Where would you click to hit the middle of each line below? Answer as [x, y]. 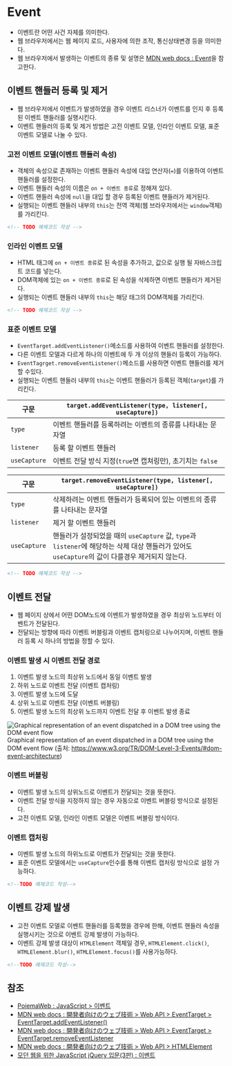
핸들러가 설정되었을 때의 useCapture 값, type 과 [125, 536]
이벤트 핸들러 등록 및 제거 [58, 91]
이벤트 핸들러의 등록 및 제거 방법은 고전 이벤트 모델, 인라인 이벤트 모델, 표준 [118, 126]
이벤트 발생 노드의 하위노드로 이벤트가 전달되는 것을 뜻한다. [96, 853]
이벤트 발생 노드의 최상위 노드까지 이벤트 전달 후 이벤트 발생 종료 [104, 711]
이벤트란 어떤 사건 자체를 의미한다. [63, 32]
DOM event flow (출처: [39, 748]
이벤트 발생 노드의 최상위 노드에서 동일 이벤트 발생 [84, 677]
